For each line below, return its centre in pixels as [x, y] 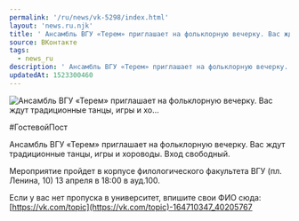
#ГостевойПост [39, 127]
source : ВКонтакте [43, 42]
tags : [19, 51]
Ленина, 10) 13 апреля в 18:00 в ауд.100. [85, 180]
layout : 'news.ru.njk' [51, 26]
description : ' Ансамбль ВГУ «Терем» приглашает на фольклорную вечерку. [149, 67]
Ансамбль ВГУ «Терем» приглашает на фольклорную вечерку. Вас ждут [147, 144]
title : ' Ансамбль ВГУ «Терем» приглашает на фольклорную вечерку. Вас [145, 34]
